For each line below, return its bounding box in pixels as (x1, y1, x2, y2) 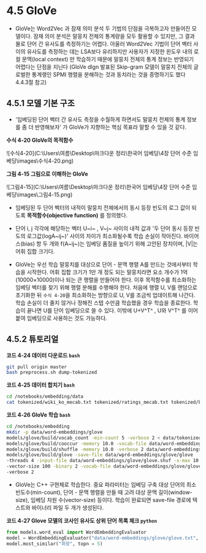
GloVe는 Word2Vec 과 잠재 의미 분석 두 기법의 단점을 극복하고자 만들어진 (15, 25, 191, 32)
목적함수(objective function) (26, 211, 99, 218)
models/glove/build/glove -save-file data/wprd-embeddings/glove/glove (6, 452, 193, 458)
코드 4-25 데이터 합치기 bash (6, 381, 75, 389)
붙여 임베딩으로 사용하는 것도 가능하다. (15, 314, 107, 322)
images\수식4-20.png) (18, 157, 74, 164)
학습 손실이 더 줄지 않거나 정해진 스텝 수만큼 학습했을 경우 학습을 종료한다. (15, 299, 192, 306)
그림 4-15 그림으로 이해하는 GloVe (6, 170, 88, 177)
